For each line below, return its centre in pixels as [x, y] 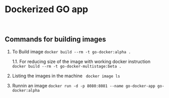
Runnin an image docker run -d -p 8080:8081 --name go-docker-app [83, 85]
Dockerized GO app [46, 9]
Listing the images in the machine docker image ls [66, 76]
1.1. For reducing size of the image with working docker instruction [81, 61]
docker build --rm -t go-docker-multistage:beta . [67, 66]
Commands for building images [55, 39]
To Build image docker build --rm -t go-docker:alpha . [72, 51]
